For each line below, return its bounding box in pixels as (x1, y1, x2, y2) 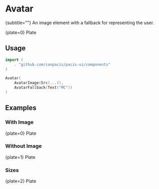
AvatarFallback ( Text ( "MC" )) (14, 85, 72, 90)
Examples (5, 104, 36, 112)
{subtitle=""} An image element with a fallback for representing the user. (5, 20, 154, 26)
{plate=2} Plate (5, 178, 36, 184)
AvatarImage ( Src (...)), (14, 80, 64, 85)
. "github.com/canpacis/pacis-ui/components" (14, 62, 111, 67)
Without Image (5, 143, 42, 150)
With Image (5, 119, 34, 126)
